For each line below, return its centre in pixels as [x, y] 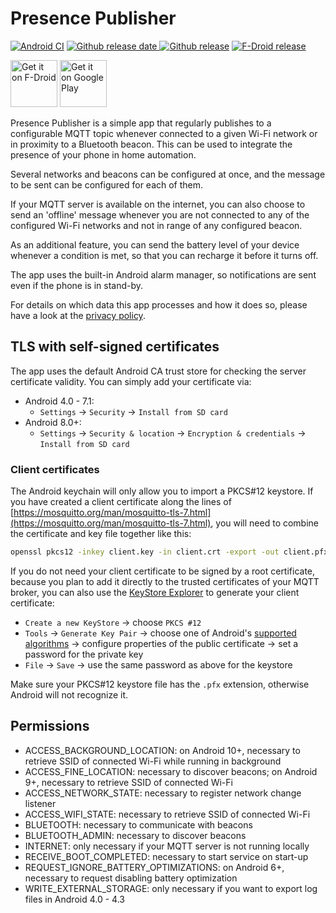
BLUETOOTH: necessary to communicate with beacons [138, 824]
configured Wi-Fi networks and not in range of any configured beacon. [156, 225]
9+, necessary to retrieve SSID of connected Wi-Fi [128, 782]
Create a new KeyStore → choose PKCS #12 [113, 622]
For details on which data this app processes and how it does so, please [159, 304]
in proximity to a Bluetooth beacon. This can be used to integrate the [151, 144]
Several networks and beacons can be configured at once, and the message [168, 174]
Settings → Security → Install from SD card [133, 411]
